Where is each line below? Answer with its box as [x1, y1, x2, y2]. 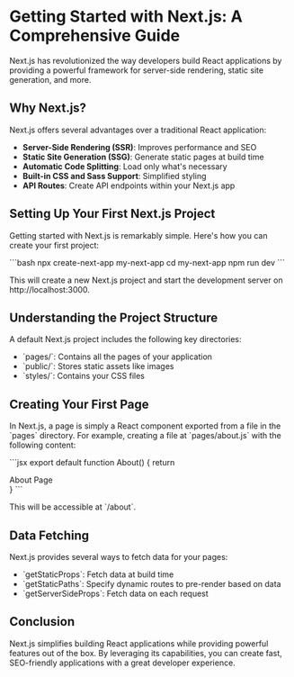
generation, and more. [9, 74, 92, 85]
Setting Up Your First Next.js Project [9, 206, 216, 221]
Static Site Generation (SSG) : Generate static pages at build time [22, 151, 264, 162]
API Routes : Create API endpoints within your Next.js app [22, 180, 236, 191]
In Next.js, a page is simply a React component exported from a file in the [9, 420, 281, 431]
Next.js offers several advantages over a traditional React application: [9, 124, 267, 135]
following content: [9, 439, 76, 451]
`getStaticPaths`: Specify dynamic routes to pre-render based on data [22, 579, 281, 589]
